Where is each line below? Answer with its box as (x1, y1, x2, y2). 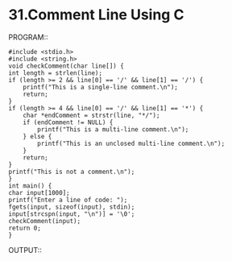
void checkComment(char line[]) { (8, 62, 125, 70)
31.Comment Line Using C (8, 6, 184, 24)
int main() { (8, 181, 52, 190)
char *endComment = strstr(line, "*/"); (23, 111, 160, 119)
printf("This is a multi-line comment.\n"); (37, 125, 189, 134)
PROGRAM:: (8, 32, 48, 42)
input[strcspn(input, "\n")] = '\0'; (8, 209, 135, 218)
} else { (23, 132, 52, 140)
